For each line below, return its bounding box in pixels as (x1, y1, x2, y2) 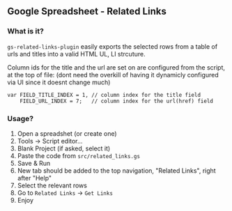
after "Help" (17, 173, 52, 182)
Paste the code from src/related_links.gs (17, 151, 141, 159)
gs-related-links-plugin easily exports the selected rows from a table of (7, 42, 218, 51)
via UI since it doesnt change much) (7, 78, 111, 86)
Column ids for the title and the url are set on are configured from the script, (7, 63, 225, 72)
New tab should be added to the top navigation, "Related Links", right (17, 166, 216, 175)
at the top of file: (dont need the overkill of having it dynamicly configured (7, 70, 219, 79)
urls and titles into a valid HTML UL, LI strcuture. (7, 49, 146, 58)
